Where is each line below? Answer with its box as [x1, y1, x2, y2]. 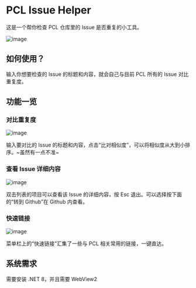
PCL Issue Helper [6, 4, 92, 17]
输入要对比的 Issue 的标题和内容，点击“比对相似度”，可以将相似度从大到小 [6, 141, 185, 148]
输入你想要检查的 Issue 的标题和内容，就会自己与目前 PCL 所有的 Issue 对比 [6, 70, 189, 77]
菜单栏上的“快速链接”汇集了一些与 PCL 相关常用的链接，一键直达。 [6, 240, 167, 247]
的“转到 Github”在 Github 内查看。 [6, 198, 88, 205]
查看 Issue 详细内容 [6, 165, 61, 173]
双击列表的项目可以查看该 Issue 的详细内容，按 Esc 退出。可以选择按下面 [6, 191, 183, 198]
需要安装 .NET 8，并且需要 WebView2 [6, 275, 98, 282]
